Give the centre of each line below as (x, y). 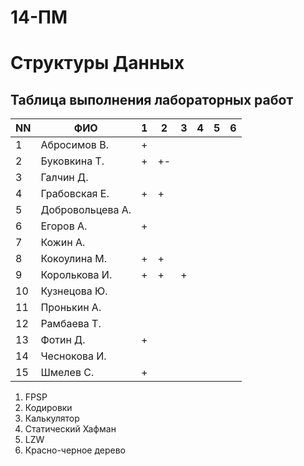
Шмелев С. (67, 373)
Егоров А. (64, 226)
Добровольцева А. (86, 210)
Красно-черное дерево (75, 450)
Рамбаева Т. (71, 324)
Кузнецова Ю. (74, 291)
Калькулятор (52, 418)
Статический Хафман (70, 429)
